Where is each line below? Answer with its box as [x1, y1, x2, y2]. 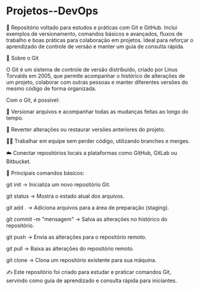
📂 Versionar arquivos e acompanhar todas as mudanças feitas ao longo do [6, 108, 188, 115]
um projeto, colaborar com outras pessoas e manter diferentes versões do [6, 79, 188, 86]
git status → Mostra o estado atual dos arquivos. [6, 192, 125, 199]
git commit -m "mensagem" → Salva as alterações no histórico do [6, 216, 168, 223]
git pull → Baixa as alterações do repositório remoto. [6, 245, 135, 252]
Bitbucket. [6, 158, 31, 165]
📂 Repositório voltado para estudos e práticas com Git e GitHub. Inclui [6, 24, 178, 31]
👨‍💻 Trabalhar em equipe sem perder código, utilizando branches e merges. [6, 137, 190, 144]
